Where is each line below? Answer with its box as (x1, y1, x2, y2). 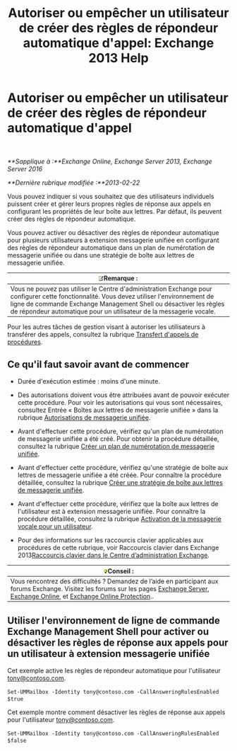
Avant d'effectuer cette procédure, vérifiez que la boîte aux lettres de (17, 500, 219, 508)
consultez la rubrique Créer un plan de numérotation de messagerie (17, 442, 215, 450)
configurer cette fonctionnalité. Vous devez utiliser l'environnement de (10, 292, 214, 300)
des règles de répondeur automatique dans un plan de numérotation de (7, 243, 215, 252)
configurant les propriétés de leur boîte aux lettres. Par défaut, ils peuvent (7, 207, 222, 215)
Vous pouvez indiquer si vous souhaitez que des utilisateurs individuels (7, 192, 214, 200)
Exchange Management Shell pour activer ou (7, 625, 209, 638)
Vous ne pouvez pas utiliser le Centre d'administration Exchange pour (10, 285, 213, 293)
